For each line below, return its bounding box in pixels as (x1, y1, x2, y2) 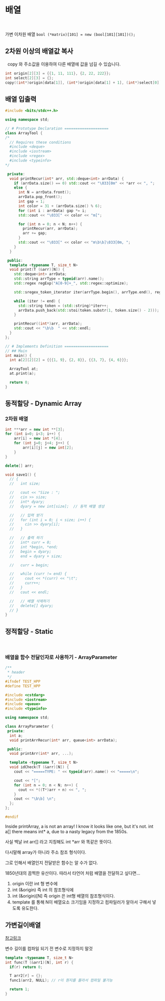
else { (14, 185, 27, 190)
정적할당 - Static (5, 627, 54, 636)
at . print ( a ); (9, 371, 36, 376)
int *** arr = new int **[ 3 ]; (5, 427, 65, 432)
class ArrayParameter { (5, 724, 54, 729)
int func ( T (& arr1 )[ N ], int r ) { (5, 960, 74, 965)
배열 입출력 (5, 95, 37, 103)
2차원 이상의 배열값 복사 (5, 47, 74, 56)
